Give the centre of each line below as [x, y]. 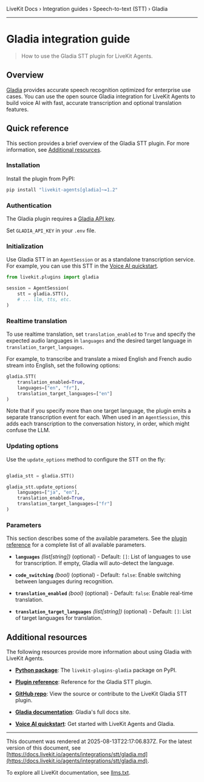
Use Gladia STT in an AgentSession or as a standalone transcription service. [101, 260]
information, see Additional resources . [54, 149]
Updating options [32, 446]
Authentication [29, 205]
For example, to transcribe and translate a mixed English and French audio [99, 359]
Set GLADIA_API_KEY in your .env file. [51, 230]
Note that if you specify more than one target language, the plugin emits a [99, 411]
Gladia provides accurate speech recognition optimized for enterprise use [99, 90]
